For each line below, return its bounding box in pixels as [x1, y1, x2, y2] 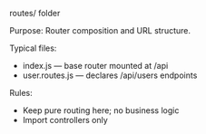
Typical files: [9, 43, 57, 53]
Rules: [9, 88, 34, 98]
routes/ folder [9, 8, 61, 18]
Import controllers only [22, 115, 109, 125]
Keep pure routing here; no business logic [22, 105, 180, 116]
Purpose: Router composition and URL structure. [9, 25, 191, 35]
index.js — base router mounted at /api [22, 61, 169, 71]
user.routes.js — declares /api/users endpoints [22, 70, 198, 81]
